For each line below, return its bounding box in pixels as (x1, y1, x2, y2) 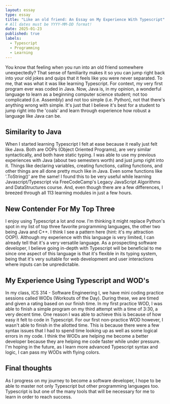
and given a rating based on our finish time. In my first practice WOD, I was (5, 300, 163, 306)
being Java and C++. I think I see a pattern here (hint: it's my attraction (5, 229, 154, 235)
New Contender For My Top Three (5, 204, 116, 213)
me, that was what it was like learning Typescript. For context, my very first (5, 80, 163, 87)
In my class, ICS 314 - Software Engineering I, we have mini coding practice (5, 289, 164, 295)
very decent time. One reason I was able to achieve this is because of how (5, 311, 161, 317)
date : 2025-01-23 (5, 26, 42, 32)
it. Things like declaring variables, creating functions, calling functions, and (5, 163, 163, 169)
